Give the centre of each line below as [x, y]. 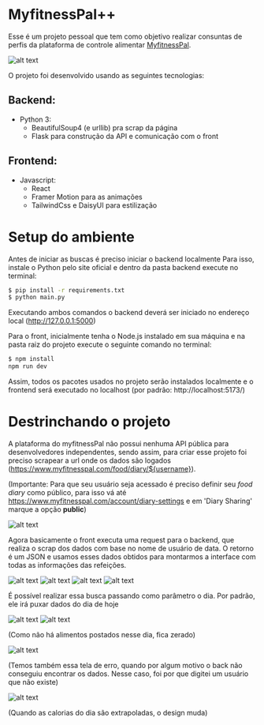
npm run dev [28, 366]
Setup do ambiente [72, 237]
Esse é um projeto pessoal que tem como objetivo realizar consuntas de [125, 36]
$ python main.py [37, 298]
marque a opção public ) [47, 509]
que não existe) [33, 682]
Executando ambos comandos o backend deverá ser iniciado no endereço [129, 313]
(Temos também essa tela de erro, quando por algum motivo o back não [125, 665]
